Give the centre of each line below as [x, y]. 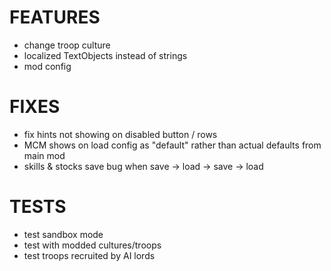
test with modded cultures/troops [92, 245]
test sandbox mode [63, 234]
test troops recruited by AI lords [89, 255]
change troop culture [67, 45]
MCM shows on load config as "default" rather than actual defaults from [172, 145]
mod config [47, 66]
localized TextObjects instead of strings [105, 55]
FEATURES [55, 17]
